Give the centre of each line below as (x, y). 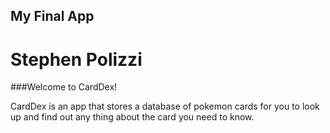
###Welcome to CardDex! (64, 87)
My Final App (52, 16)
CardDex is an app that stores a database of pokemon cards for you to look (165, 106)
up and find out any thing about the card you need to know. (132, 117)
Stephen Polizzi (76, 59)
